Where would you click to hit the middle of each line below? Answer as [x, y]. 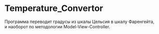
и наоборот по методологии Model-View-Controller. [58, 26]
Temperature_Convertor [54, 8]
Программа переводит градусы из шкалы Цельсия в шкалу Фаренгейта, [79, 22]
